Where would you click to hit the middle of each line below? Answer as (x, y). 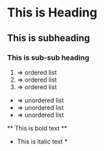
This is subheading (49, 38)
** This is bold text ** (37, 128)
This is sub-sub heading (48, 58)
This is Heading (52, 13)
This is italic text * (42, 141)
